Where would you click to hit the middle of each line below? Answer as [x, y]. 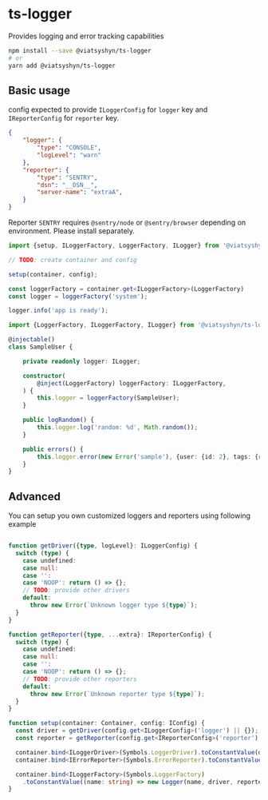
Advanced [35, 496]
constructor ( [44, 376]
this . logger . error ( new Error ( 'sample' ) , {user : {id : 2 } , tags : [144, 456]
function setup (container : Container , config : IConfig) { [106, 723]
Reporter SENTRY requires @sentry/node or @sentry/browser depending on [127, 222]
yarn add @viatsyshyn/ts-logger [62, 66]
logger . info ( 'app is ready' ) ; [59, 311]
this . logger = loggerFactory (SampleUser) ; [108, 398]
